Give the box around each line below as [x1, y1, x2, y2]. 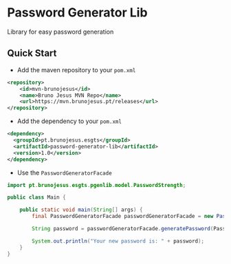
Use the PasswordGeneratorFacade [16, 168, 112, 177]
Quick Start [7, 47, 57, 59]
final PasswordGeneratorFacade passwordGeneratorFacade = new [32, 213, 214, 220]
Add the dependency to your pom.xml [16, 117, 122, 125]
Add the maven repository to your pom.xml [16, 65, 136, 74]
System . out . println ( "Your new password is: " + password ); [32, 237, 205, 245]
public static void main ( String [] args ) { [19, 206, 143, 214]
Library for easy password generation [7, 27, 114, 36]
